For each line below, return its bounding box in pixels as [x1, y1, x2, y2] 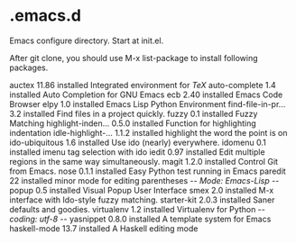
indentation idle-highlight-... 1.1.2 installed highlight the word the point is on [9, 127, 288, 138]
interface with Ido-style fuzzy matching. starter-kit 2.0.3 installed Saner [9, 194, 275, 205]
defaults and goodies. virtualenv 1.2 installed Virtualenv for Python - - [9, 203, 266, 214]
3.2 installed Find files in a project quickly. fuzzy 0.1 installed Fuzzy [9, 108, 258, 119]
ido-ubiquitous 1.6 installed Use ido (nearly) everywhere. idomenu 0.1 [9, 137, 266, 148]
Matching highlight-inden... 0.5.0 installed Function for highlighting [9, 118, 257, 129]
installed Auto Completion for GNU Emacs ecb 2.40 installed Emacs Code [9, 89, 283, 100]
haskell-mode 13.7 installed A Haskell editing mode [9, 222, 199, 234]
